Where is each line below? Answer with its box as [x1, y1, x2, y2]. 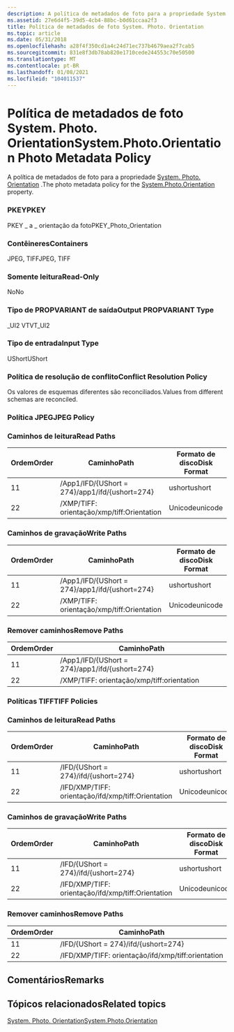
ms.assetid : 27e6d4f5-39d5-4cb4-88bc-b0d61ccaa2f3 [7, 17, 157, 24]
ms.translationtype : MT [7, 56, 77, 63]
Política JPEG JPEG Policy [7, 413, 95, 423]
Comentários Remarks [7, 974, 104, 986]
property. [7, 188, 34, 196]
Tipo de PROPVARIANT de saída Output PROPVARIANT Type [7, 305, 214, 315]
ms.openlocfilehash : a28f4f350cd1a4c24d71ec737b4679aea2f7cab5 [7, 43, 195, 50]
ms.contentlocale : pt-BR [7, 62, 79, 69]
